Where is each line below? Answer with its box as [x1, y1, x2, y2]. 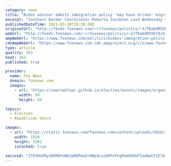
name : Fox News [10, 73, 42, 79]
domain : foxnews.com [10, 78, 53, 84]
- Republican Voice [10, 116, 51, 121]
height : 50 [18, 97, 42, 102]
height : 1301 [14, 139, 42, 144]
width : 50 [18, 92, 40, 97]
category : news [5, 7, 38, 13]
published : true [5, 60, 40, 65]
